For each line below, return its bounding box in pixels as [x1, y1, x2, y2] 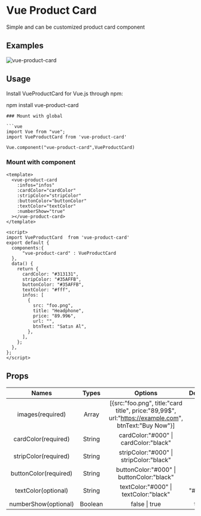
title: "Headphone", [32, 307, 84, 314]
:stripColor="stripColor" [17, 193, 82, 199]
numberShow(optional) [9, 500, 75, 508]
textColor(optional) [14, 486, 69, 494]
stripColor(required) [13, 452, 70, 460]
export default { [6, 240, 50, 246]
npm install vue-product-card [6, 101, 79, 108]
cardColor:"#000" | [118, 431, 173, 439]
